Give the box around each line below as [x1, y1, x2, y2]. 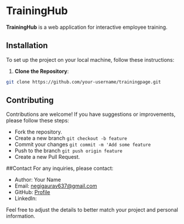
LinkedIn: [14, 195, 37, 202]
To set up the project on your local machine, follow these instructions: [6, 56, 175, 63]
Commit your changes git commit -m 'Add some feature [14, 141, 151, 148]
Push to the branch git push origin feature [14, 147, 123, 154]
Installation [6, 41, 48, 51]
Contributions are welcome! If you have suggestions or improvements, [6, 111, 176, 118]
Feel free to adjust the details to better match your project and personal [6, 206, 179, 213]
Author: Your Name [14, 176, 62, 183]
